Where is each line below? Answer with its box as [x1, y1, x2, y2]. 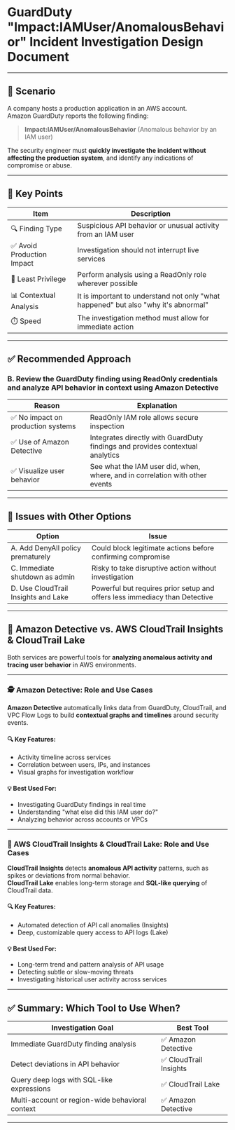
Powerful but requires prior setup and [91, 583, 215, 593]
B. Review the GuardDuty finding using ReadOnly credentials [7, 374, 218, 383]
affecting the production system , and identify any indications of [7, 154, 194, 162]
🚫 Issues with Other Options [7, 510, 131, 522]
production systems [10, 421, 76, 431]
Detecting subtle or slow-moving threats [17, 968, 134, 976]
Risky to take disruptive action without [91, 564, 217, 573]
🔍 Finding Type [10, 224, 63, 233]
